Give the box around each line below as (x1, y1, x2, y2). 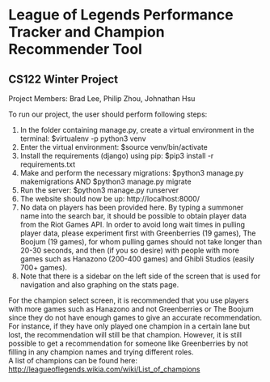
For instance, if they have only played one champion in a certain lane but (8, 321, 251, 331)
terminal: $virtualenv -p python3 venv (19, 134, 147, 143)
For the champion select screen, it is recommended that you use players (8, 295, 249, 305)
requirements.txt (19, 159, 76, 169)
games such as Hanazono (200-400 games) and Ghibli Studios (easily (19, 254, 255, 264)
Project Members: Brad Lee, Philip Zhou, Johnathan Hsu (8, 94, 196, 103)
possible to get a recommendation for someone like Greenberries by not (8, 338, 249, 348)
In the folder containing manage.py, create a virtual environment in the (19, 125, 255, 134)
